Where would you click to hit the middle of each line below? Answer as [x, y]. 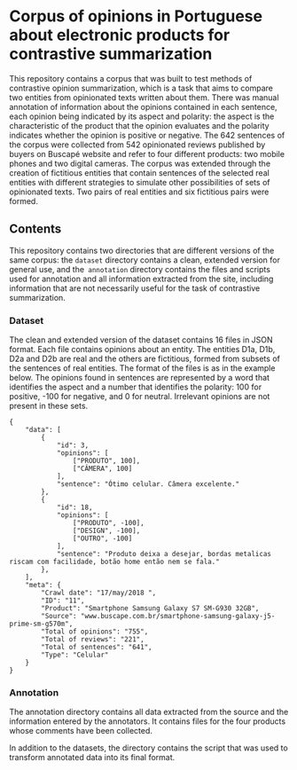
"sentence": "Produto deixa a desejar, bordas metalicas [164, 554]
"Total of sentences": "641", [97, 648]
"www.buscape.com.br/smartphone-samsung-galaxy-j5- [178, 617]
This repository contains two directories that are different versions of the [142, 250]
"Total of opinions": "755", [95, 632]
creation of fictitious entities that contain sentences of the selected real [140, 173]
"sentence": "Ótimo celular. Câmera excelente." [148, 484]
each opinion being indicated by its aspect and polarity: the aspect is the [142, 116]
